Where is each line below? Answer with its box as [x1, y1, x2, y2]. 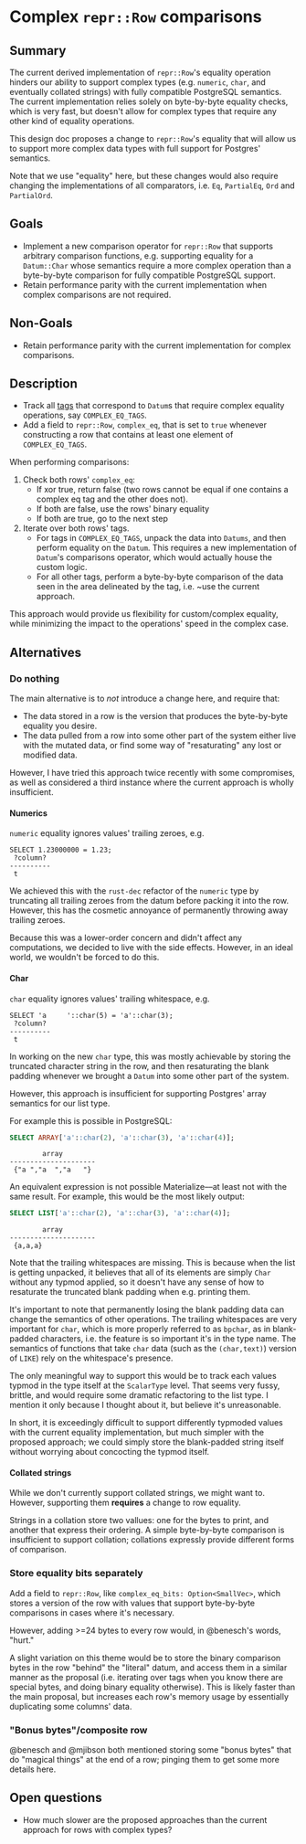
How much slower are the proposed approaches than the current [22, 1814, 268, 1825]
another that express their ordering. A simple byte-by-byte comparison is [9, 1524, 285, 1536]
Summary [9, 43, 67, 58]
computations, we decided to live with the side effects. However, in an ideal [9, 942, 294, 953]
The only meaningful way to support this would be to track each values [9, 1371, 277, 1382]
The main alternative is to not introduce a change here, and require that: [9, 693, 280, 705]
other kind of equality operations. [9, 116, 135, 126]
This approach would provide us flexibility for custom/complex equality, [9, 609, 279, 620]
